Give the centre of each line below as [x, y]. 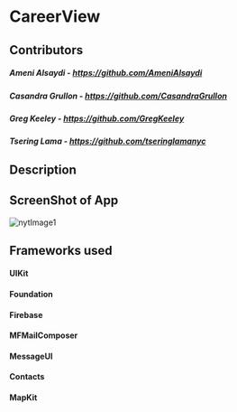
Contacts [27, 377]
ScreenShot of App [64, 201]
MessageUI [31, 356]
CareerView [55, 17]
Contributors [46, 50]
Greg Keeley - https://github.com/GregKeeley [97, 118]
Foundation [32, 295]
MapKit [23, 398]
